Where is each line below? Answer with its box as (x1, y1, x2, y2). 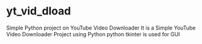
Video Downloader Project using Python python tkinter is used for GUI (6, 30, 180, 37)
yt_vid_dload (6, 4, 71, 18)
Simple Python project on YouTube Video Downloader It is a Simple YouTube (6, 24, 196, 31)
